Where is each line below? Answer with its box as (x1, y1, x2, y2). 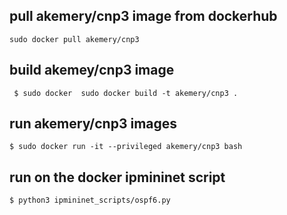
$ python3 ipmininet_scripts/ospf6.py (9, 195, 171, 206)
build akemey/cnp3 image (9, 62, 175, 79)
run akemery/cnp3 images (9, 115, 178, 133)
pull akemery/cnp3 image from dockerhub (9, 8, 278, 25)
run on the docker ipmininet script (9, 169, 226, 186)
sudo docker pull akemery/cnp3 (9, 34, 140, 44)
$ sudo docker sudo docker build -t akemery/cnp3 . (13, 88, 239, 98)
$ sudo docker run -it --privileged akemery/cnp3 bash (9, 142, 243, 152)
